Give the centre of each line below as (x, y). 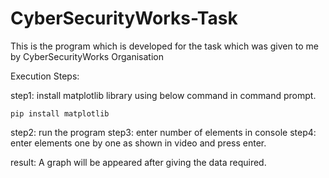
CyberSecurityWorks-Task (124, 18)
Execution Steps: (45, 76)
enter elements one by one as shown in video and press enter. (138, 143)
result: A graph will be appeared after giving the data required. (138, 162)
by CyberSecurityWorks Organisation (87, 56)
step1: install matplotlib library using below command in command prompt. (163, 95)
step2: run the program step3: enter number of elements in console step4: (163, 132)
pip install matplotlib (60, 113)
